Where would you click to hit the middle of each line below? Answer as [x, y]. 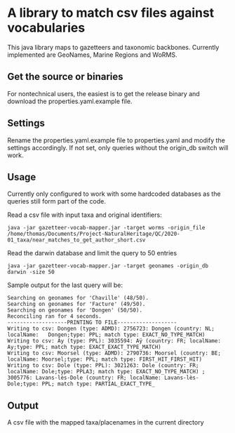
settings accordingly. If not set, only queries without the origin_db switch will [118, 147]
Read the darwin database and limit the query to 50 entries [92, 253]
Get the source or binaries [66, 77]
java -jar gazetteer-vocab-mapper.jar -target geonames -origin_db [108, 266]
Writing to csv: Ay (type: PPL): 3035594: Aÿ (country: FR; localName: [114, 341]
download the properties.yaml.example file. [70, 101]
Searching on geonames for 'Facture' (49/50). [76, 304]
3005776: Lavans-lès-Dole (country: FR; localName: [84, 378]
